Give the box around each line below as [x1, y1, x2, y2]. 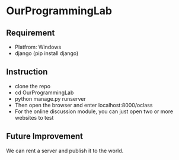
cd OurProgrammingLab [14, 89, 74, 96]
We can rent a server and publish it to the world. [6, 147, 124, 154]
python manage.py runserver [14, 95, 86, 102]
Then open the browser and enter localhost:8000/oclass [14, 101, 153, 108]
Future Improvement [6, 132, 83, 142]
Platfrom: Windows [14, 43, 62, 50]
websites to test [14, 114, 54, 121]
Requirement [6, 28, 55, 38]
